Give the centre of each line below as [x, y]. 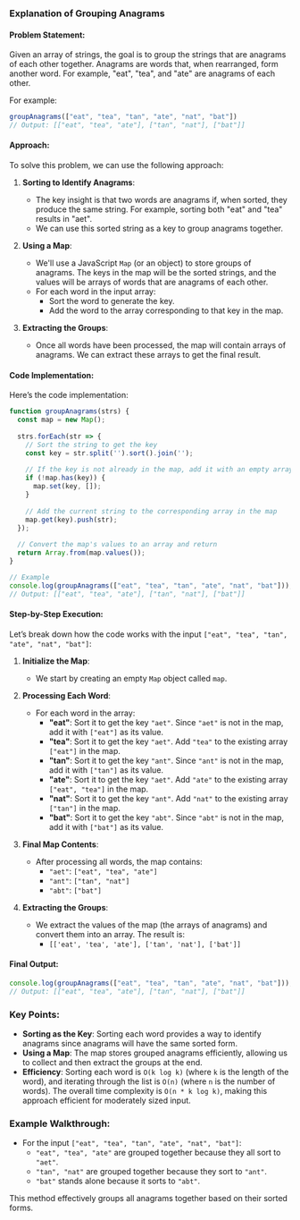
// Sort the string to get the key [92, 445]
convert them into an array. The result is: [110, 934]
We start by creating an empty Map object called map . [131, 678]
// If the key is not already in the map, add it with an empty [147, 470]
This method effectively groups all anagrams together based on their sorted [149, 1199]
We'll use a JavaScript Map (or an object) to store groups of [143, 263]
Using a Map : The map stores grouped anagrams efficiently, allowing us [155, 1053]
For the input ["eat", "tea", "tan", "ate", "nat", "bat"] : [132, 1143]
